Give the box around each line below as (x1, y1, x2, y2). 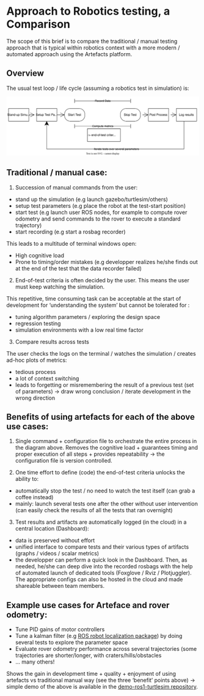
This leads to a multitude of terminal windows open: (6, 240, 137, 247)
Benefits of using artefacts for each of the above (6, 412, 195, 422)
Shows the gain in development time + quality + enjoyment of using (6, 670, 176, 678)
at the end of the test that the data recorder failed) (15, 265, 142, 272)
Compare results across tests (15, 338, 90, 345)
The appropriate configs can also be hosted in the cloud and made (15, 576, 183, 583)
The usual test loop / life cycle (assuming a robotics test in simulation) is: (6, 84, 189, 92)
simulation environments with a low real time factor (15, 326, 144, 334)
